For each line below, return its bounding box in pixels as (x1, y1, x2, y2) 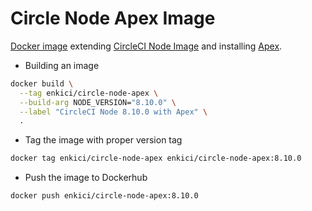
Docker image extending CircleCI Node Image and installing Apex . (10, 40, 283, 52)
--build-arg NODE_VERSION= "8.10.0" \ (19, 97, 177, 107)
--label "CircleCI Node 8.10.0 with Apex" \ (19, 107, 208, 117)
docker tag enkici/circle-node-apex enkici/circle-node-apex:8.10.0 (10, 153, 302, 164)
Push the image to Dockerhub (24, 172, 148, 184)
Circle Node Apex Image (10, 7, 216, 30)
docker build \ (10, 78, 74, 89)
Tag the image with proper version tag (24, 134, 183, 146)
